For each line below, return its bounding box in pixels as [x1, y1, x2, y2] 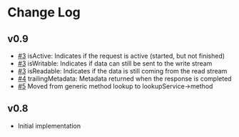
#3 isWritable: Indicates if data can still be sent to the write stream [17, 59, 213, 68]
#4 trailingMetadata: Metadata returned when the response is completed [17, 74, 232, 83]
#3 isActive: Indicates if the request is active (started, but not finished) [17, 51, 225, 60]
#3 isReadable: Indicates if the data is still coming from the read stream [17, 67, 228, 75]
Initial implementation [17, 121, 81, 130]
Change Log [7, 4, 81, 21]
